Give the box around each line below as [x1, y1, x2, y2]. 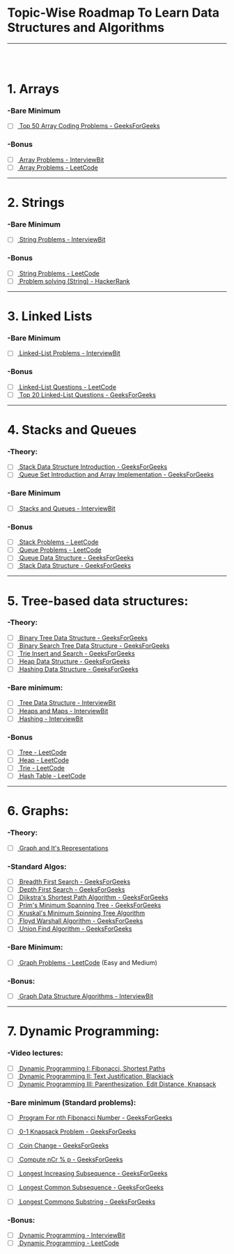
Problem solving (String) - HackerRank [19, 277, 130, 285]
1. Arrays [7, 82, 60, 97]
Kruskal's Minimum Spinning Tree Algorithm [19, 909, 146, 918]
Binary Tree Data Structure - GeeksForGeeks [19, 633, 148, 642]
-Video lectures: [7, 1048, 64, 1058]
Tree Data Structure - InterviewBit [19, 699, 116, 707]
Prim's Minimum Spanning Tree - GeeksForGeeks [19, 901, 162, 910]
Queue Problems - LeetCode [19, 545, 102, 555]
